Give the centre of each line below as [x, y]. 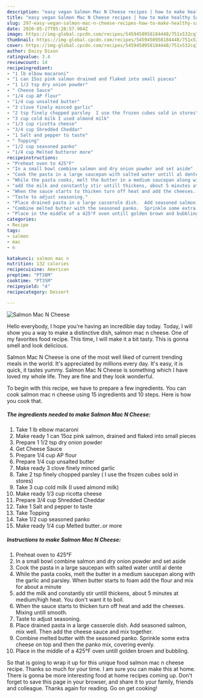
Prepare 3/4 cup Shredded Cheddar [60, 500]
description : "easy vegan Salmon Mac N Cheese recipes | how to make [96, 12]
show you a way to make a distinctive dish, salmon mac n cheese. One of [98, 332]
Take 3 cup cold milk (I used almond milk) [67, 487]
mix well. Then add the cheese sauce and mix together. [84, 632]
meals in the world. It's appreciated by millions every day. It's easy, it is [95, 363]
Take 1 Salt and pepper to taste [54, 507]
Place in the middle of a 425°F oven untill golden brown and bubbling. [102, 651]
